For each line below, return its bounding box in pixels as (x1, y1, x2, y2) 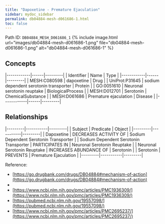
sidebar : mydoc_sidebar (5, 12, 54, 17)
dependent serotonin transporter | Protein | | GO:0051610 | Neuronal (5, 83, 143, 89)
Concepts (5, 59, 36, 68)
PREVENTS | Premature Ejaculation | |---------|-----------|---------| (5, 152, 143, 158)
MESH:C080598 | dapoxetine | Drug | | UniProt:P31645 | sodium (29, 77, 160, 84)
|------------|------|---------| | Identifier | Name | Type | (5, 73, 119, 78)
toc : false (5, 21, 28, 26)
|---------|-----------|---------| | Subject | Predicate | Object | (5, 126, 131, 132)
